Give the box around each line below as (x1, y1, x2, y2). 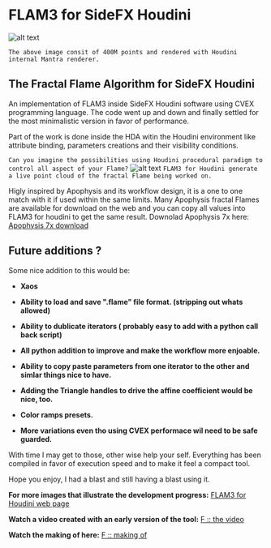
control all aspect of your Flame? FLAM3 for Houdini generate (8, 165, 258, 173)
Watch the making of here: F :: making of (8, 529, 148, 540)
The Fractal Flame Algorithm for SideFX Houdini (8, 77, 256, 91)
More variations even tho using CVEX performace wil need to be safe (19, 426, 258, 435)
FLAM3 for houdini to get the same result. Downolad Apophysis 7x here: (8, 212, 250, 221)
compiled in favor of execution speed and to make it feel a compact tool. (8, 458, 251, 468)
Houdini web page (8, 499, 70, 508)
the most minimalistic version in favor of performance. (8, 116, 189, 126)
